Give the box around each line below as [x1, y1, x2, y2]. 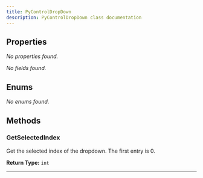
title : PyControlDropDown [6, 8, 71, 15]
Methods [6, 115, 41, 126]
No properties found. [6, 52, 59, 60]
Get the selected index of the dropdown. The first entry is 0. [6, 147, 156, 154]
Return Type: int [6, 159, 50, 166]
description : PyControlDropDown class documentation [6, 14, 142, 21]
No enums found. [6, 98, 50, 106]
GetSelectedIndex [6, 133, 60, 142]
